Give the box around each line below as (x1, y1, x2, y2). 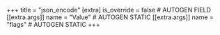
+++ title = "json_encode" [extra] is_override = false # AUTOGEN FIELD (6, 6, 212, 14)
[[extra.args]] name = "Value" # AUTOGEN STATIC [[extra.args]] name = (6, 13, 214, 21)
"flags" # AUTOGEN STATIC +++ (6, 21, 100, 28)
